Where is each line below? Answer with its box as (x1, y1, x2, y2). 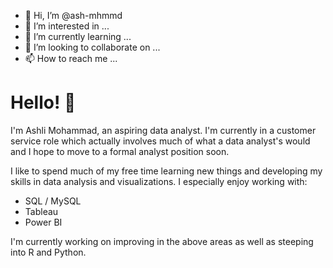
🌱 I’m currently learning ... (24, 31, 132, 42)
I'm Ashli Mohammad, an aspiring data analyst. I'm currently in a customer (10, 124, 317, 136)
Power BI (24, 216, 63, 228)
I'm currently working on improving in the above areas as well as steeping (10, 235, 314, 247)
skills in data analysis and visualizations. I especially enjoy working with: (10, 175, 308, 187)
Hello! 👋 (10, 91, 77, 114)
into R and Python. (10, 246, 87, 258)
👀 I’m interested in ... (24, 20, 110, 32)
